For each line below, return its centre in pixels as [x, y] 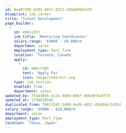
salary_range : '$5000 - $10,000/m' [41, 109]
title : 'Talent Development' [35, 19]
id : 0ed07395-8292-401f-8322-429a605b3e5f [49, 9]
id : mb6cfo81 [36, 69]
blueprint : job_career [28, 14]
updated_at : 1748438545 [29, 100]
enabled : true [28, 86]
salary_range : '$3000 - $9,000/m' [49, 41]
